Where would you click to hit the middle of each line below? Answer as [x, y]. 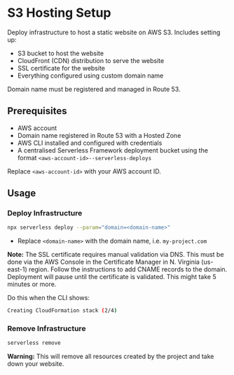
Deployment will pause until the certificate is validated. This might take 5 [112, 277]
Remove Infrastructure [47, 329]
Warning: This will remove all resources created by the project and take [111, 356]
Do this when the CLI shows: [48, 298]
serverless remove [34, 343]
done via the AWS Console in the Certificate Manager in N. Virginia [103, 262]
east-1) [18, 269]
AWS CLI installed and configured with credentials [90, 143]
